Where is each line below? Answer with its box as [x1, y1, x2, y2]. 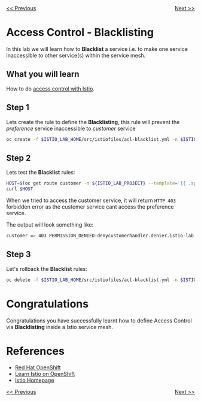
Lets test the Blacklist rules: [6, 169, 75, 176]
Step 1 [6, 102, 30, 113]
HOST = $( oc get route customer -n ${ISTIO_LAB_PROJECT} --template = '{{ [6, 180, 186, 186]
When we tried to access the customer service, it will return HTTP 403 [6, 197, 176, 204]
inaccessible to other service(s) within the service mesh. [6, 52, 146, 59]
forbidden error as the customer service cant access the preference [6, 203, 174, 210]
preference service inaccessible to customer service [6, 125, 136, 132]
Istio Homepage [14, 376, 54, 384]
